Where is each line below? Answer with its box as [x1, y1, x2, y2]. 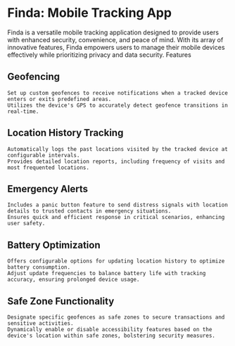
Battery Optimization [7, 239, 101, 251]
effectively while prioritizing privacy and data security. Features [7, 51, 191, 59]
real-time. [7, 107, 39, 115]
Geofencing [7, 71, 61, 83]
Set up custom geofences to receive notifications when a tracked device [7, 89, 229, 96]
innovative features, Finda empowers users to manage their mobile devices [7, 43, 225, 51]
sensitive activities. [7, 320, 74, 327]
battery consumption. [7, 264, 71, 271]
